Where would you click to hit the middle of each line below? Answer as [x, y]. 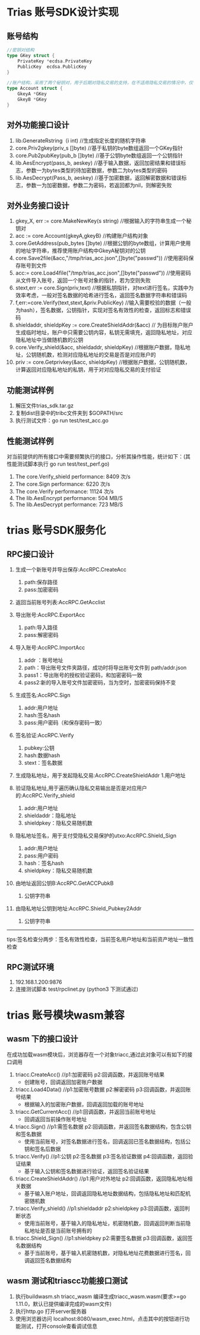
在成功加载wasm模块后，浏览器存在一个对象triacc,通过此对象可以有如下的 [97, 1054]
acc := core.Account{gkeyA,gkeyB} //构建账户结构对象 [82, 236]
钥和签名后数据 [42, 1149]
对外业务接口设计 [38, 205]
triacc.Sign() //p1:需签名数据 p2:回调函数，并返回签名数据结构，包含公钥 [103, 1126]
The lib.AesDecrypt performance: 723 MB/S [69, 504]
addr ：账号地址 [44, 660]
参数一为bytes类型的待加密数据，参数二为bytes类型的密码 [97, 170]
